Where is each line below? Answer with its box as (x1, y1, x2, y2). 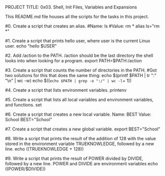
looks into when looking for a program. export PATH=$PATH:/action (5, 58, 142, 63)
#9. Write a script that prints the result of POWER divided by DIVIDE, (5, 155, 144, 161)
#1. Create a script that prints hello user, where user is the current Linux (5, 38, 150, 44)
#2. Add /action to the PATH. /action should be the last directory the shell (5, 52, 154, 58)
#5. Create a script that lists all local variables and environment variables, (5, 97, 154, 102)
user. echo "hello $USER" (5, 43, 57, 49)
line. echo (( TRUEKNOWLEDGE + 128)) (5, 146, 84, 151)
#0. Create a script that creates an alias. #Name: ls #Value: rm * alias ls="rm (5, 23, 160, 29)
